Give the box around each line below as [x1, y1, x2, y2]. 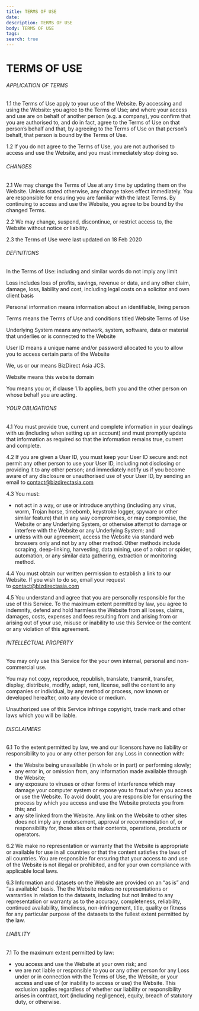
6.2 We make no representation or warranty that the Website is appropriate [6, 843, 189, 850]
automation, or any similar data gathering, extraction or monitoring [14, 552, 177, 559]
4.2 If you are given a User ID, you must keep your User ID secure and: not [6, 454, 188, 460]
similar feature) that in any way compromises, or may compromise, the [14, 514, 187, 521]
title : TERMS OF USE [6, 8, 57, 15]
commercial [6, 664, 35, 671]
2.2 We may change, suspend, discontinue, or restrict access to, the [6, 218, 173, 225]
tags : [6, 31, 20, 37]
